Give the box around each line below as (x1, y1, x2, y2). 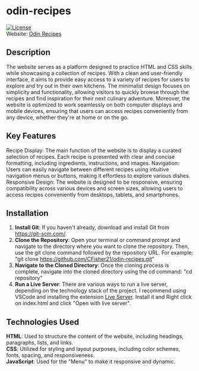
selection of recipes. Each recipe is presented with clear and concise (6, 153, 175, 160)
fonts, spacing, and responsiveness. (6, 352, 95, 359)
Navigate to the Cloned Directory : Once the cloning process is (14, 262, 169, 269)
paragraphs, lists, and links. (6, 339, 74, 346)
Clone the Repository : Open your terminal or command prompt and (14, 237, 181, 244)
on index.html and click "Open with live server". (14, 300, 131, 307)
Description (6, 48, 50, 58)
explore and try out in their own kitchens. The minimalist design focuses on (6, 82, 190, 89)
